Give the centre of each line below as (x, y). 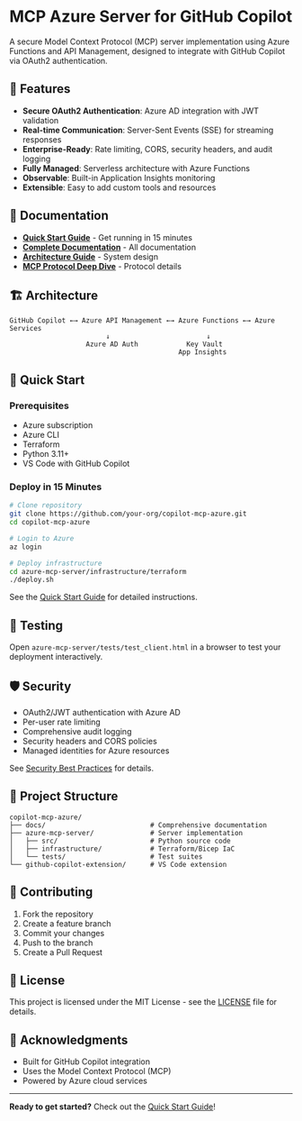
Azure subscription (58, 425)
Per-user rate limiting (61, 722)
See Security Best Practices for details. (82, 768)
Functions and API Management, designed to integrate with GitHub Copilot (147, 50)
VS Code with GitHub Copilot (76, 464)
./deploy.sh (31, 580)
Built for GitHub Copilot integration (86, 1062)
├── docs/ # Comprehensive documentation (138, 825)
